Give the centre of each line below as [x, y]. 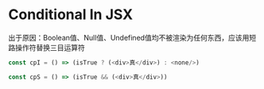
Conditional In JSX [71, 15]
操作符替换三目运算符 [50, 47]
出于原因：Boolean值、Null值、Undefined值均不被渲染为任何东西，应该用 [129, 37]
